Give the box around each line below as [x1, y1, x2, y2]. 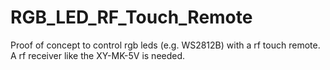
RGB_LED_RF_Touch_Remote [10, 6, 253, 29]
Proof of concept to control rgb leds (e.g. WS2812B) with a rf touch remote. [10, 39, 321, 51]
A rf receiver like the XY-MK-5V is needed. [10, 49, 186, 61]
